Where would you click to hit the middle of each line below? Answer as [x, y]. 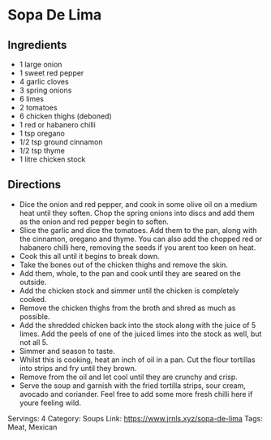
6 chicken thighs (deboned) [66, 116]
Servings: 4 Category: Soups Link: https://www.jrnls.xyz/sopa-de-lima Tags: [135, 418]
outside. [33, 282]
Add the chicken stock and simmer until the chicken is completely [129, 291]
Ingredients [37, 45]
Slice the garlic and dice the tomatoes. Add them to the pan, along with [138, 230]
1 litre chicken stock [52, 159]
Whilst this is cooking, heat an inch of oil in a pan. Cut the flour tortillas [138, 360]
